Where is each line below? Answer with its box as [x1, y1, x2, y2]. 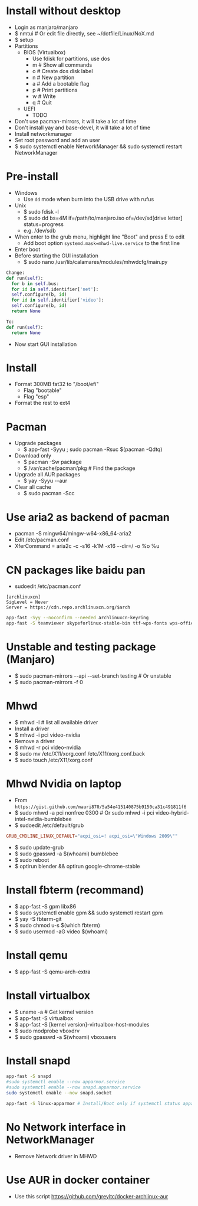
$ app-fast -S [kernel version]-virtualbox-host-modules [14, 1021, 150, 1028]
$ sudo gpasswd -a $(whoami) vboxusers [14, 1033, 117, 1040]
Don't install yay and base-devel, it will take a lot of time [14, 124, 151, 131]
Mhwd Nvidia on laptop [6, 777, 122, 790]
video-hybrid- [155, 809, 190, 816]
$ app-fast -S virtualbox [14, 1014, 74, 1022]
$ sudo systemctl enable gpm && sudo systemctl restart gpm [14, 909, 163, 916]
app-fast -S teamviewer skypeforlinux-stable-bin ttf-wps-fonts [6, 620, 167, 626]
